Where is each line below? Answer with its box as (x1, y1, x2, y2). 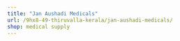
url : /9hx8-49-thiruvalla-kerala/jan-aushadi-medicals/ (7, 17, 173, 24)
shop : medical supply (7, 23, 70, 30)
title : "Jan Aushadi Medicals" (7, 10, 98, 17)
